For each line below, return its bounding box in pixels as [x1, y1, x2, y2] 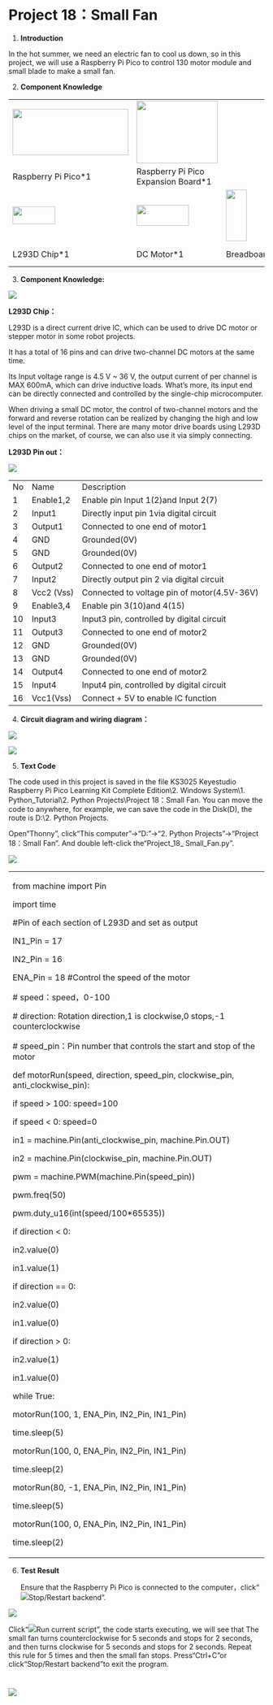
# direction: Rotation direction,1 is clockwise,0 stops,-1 [12, 1010, 225, 1022]
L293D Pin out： [8, 447, 65, 457]
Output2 [31, 560, 63, 571]
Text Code [19, 761, 56, 770]
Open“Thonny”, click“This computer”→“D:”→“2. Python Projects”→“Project [8, 828, 258, 838]
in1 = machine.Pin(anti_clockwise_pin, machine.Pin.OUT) [12, 1134, 230, 1145]
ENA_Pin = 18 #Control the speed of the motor [12, 971, 191, 983]
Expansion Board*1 [136, 176, 212, 188]
